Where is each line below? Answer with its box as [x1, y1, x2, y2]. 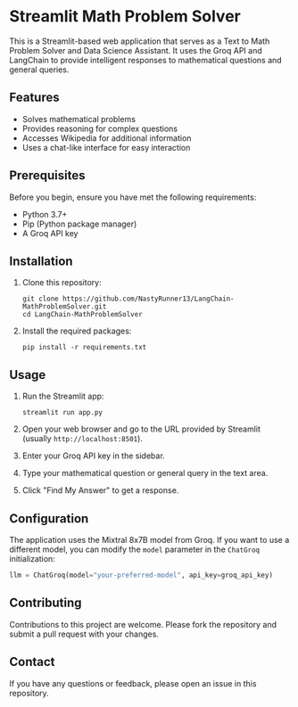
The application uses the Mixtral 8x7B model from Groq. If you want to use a [9, 535, 290, 545]
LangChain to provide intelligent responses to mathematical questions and [9, 54, 283, 65]
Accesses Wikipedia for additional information [21, 132, 192, 144]
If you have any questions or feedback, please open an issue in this [9, 678, 257, 688]
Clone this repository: [21, 277, 102, 288]
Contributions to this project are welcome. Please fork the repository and [9, 619, 277, 629]
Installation [9, 253, 73, 268]
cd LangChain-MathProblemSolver [21, 310, 143, 319]
